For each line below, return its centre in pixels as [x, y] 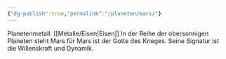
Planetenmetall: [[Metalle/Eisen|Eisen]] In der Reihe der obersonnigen [108, 33]
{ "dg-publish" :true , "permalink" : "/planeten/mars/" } [84, 14]
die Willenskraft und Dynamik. [51, 48]
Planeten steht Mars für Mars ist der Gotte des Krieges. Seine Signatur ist [113, 41]
